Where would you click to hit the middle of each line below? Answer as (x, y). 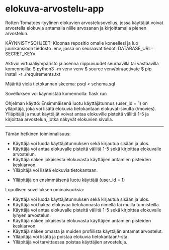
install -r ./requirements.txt (33, 74)
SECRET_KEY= (20, 54)
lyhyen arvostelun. (32, 215)
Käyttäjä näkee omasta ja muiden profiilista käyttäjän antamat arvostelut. (88, 231)
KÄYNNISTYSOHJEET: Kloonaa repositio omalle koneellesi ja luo (72, 43)
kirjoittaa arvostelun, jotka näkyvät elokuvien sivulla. (59, 119)
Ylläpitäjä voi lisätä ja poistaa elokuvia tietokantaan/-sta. (71, 236)
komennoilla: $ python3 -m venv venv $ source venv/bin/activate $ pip (78, 69)
